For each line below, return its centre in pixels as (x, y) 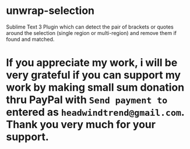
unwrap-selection (50, 11)
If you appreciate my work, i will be (92, 63)
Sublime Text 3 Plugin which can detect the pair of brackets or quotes (90, 27)
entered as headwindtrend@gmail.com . (95, 112)
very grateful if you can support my (94, 75)
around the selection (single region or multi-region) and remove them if (91, 33)
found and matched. (30, 39)
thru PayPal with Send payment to (87, 100)
